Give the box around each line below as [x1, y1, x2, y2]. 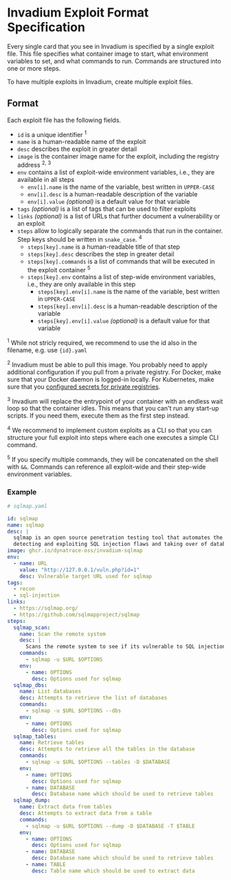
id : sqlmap [7, 515, 38, 522]
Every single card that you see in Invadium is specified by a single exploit [7, 42, 214, 50]
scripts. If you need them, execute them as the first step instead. [7, 411, 190, 420]
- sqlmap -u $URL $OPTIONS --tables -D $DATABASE [25, 759, 170, 766]
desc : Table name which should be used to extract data [32, 867, 195, 874]
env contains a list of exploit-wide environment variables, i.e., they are [16, 168, 215, 176]
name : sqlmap [7, 522, 45, 529]
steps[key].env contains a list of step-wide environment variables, [27, 273, 216, 281]
